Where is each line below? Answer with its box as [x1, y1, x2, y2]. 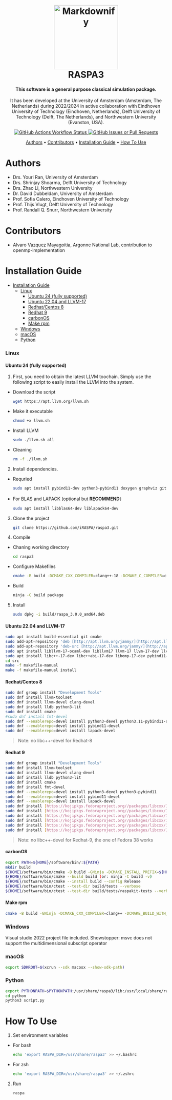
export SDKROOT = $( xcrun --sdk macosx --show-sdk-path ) [5, 965, 125, 970]
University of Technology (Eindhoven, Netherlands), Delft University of [11, 108, 161, 114]
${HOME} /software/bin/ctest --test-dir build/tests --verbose [5, 884, 141, 889]
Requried [12, 476, 32, 482]
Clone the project [12, 515, 50, 521]
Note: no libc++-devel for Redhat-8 [17, 738, 93, 744]
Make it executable [12, 408, 53, 415]
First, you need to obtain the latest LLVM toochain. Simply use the [12, 374, 152, 380]
